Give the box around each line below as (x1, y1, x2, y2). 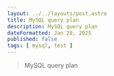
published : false (7, 36, 58, 43)
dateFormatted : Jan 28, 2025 (7, 29, 92, 37)
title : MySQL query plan (7, 17, 79, 23)
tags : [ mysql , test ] (7, 42, 73, 49)
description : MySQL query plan (7, 23, 98, 30)
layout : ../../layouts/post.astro (7, 10, 108, 17)
